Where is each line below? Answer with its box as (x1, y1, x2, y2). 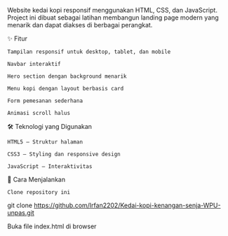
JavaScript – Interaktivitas (7, 163, 93, 170)
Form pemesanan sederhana (7, 97, 83, 104)
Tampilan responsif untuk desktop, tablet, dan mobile (7, 48, 171, 55)
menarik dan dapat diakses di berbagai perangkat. (7, 21, 153, 29)
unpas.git (7, 209, 35, 216)
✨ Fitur (7, 34, 28, 43)
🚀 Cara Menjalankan (7, 175, 65, 183)
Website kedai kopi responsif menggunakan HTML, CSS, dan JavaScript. (7, 6, 217, 14)
